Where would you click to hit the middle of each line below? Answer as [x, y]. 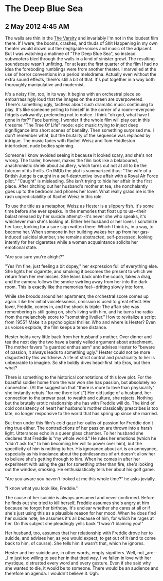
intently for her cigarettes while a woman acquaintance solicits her [72, 242]
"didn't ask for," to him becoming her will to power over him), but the [73, 444]
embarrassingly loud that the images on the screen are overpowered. [74, 99]
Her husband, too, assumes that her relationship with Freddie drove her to [79, 533]
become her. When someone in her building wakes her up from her [72, 232]
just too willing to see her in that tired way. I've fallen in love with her [83, 558]
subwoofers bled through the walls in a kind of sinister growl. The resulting [80, 59]
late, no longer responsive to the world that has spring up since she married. [81, 413]
